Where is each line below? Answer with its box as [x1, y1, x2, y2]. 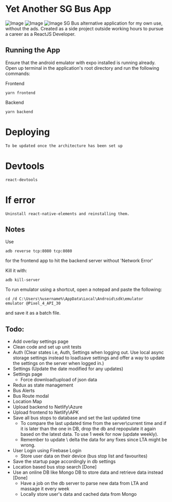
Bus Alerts [12, 388, 35, 394]
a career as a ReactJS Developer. [5, 31, 76, 37]
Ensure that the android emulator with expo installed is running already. [5, 60, 156, 66]
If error [5, 194, 36, 206]
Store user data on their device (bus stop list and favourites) [20, 453, 148, 459]
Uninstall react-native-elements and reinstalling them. [5, 211, 130, 216]
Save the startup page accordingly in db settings [12, 458, 116, 465]
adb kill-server [5, 278, 40, 283]
